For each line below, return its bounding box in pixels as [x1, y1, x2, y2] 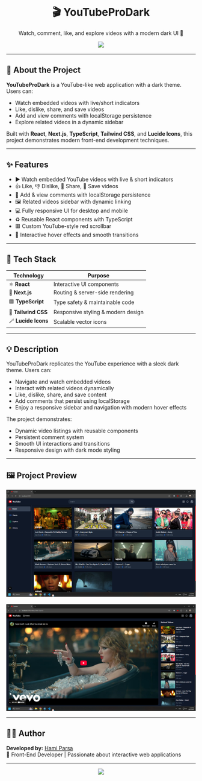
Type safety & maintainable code [53, 299, 135, 306]
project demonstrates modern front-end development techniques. [6, 136, 170, 144]
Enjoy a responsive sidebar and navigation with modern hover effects [14, 404, 187, 411]
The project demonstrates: [6, 416, 72, 423]
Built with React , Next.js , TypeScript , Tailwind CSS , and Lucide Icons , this [6, 130, 193, 137]
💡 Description [6, 344, 59, 355]
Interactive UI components [53, 280, 119, 288]
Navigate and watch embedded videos [14, 378, 111, 385]
